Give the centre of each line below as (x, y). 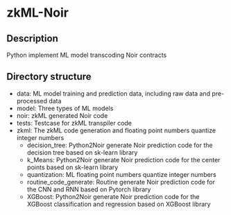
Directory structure (49, 77)
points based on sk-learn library (72, 167)
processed (32, 101)
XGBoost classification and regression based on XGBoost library (119, 204)
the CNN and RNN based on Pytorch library (89, 189)
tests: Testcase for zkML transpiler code (74, 123)
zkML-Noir (37, 13)
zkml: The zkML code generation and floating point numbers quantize (116, 130)
